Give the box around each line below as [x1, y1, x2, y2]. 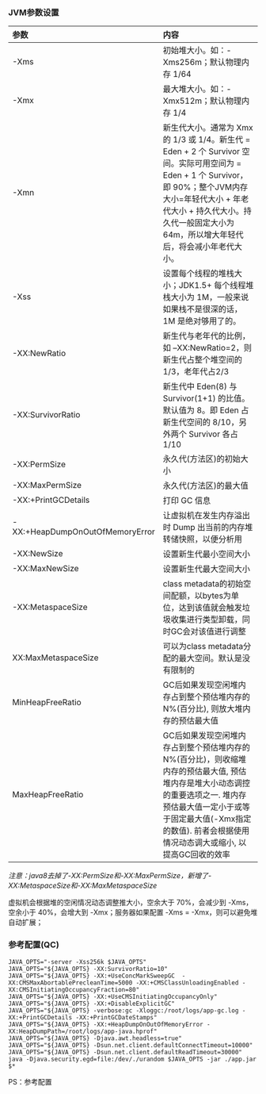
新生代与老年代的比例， [162, 331, 251, 342]
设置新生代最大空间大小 [162, 563, 251, 574]
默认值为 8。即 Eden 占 [162, 405, 249, 416]
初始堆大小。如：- [162, 45, 232, 56]
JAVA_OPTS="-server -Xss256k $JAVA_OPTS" [8, 958, 147, 965]
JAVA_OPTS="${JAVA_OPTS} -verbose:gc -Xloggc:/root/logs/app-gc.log [8, 1006, 239, 1015]
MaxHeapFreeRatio [12, 789, 84, 800]
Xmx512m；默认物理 [162, 95, 242, 106]
